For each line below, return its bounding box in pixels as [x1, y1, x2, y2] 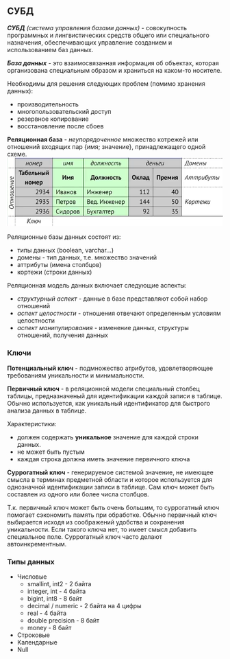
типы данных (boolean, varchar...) [16, 246, 114, 255]
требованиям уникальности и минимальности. [7, 371, 145, 380]
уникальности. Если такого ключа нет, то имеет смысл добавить [7, 525, 197, 533]
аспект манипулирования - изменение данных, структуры [16, 324, 190, 332]
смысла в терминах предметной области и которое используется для [7, 475, 213, 483]
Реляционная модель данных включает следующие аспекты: [7, 281, 187, 290]
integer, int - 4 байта [27, 587, 86, 595]
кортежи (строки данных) [16, 268, 92, 277]
